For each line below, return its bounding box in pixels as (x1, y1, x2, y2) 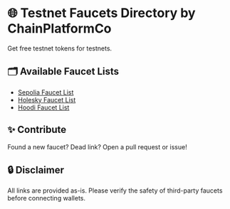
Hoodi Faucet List (17, 103, 70, 112)
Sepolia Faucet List (17, 87, 74, 97)
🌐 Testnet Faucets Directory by (7, 5, 196, 21)
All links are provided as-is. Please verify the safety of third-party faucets (7, 186, 223, 195)
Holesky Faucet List (17, 95, 76, 104)
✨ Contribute (7, 124, 67, 136)
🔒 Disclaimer (7, 164, 64, 176)
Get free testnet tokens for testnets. (7, 44, 113, 53)
